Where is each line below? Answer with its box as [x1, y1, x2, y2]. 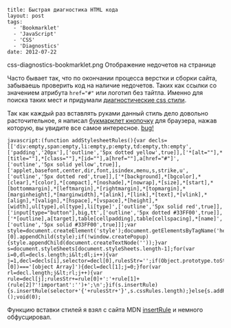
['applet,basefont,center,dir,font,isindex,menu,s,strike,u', [7, 167, 189, 174]
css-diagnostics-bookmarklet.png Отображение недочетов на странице [7, 61, 217, 69]
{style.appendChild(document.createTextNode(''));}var [7, 239, 168, 246]
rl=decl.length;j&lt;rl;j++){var [7, 270, 103, 276]
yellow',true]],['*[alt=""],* [136, 149, 223, 156]
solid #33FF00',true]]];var [56, 221, 137, 228]
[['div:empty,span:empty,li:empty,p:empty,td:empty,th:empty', [7, 143, 192, 150]
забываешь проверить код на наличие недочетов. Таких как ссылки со [7, 81, 217, 89]
